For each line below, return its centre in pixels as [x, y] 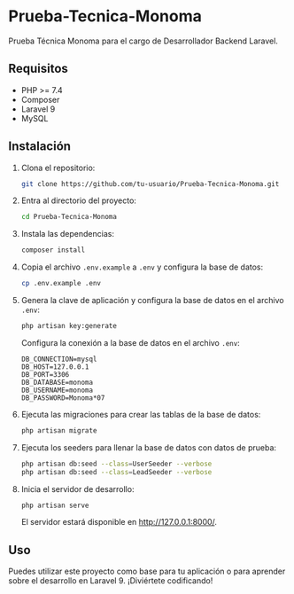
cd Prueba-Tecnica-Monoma [69, 217]
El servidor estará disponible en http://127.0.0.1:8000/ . [119, 522]
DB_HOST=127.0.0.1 [55, 367]
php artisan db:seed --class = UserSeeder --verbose [116, 464]
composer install [53, 250]
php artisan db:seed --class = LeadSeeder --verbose [116, 472]
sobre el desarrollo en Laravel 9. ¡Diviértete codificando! [111, 581]
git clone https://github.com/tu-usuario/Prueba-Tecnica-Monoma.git [150, 184]
